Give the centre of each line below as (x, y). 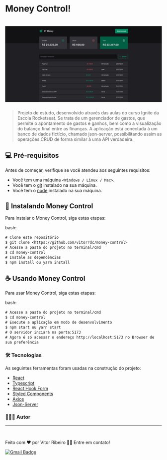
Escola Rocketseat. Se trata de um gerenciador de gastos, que (81, 118)
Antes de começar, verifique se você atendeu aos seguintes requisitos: (78, 170)
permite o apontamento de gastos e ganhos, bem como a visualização (89, 123)
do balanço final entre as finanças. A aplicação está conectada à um (87, 128)
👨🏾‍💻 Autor (18, 417)
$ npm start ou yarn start (33, 328)
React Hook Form (30, 388)
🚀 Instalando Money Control (49, 206)
